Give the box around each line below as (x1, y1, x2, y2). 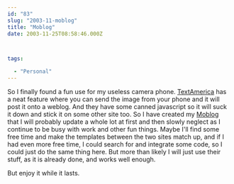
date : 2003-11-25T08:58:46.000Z (7, 30, 103, 38)
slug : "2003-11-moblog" (7, 17, 78, 24)
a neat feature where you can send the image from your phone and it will (7, 95, 220, 103)
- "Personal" (13, 68, 52, 75)
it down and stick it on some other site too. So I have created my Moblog (7, 110, 219, 118)
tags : (7, 55, 23, 62)
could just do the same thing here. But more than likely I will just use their (7, 148, 221, 156)
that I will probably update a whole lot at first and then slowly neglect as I (7, 117, 221, 126)
